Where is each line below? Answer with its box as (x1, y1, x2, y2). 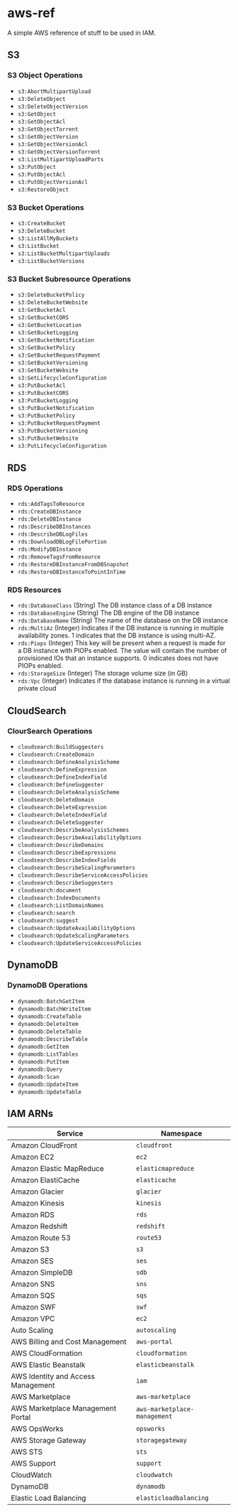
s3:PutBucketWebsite (17, 435, 79, 442)
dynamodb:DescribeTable (17, 1035, 89, 1042)
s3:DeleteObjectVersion (17, 103, 89, 110)
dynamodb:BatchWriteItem (17, 1005, 91, 1012)
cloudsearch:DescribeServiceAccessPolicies (17, 872, 149, 879)
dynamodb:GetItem (17, 1043, 69, 1050)
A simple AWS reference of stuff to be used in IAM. (7, 28, 156, 37)
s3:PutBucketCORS (17, 389, 69, 397)
